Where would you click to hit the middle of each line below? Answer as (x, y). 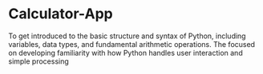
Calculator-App (61, 14)
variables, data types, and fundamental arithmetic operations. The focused (131, 44)
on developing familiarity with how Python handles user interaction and (125, 53)
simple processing (39, 61)
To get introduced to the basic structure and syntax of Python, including (127, 36)
